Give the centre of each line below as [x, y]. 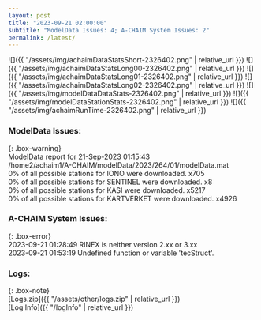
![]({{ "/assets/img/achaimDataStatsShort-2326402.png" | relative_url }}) [126, 60]
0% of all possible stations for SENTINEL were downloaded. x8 [110, 182]
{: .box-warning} [35, 148]
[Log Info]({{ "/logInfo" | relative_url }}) [71, 307]
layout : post [30, 15]
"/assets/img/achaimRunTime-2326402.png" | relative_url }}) [107, 111]
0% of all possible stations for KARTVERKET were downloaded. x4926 [123, 198]
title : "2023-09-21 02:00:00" [58, 23]
